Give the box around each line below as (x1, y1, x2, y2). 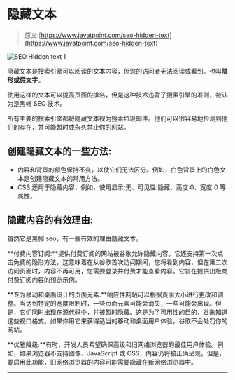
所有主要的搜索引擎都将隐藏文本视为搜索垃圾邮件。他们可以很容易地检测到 (7, 114, 222, 123)
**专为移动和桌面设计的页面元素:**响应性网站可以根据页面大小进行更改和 (7, 290, 218, 299)
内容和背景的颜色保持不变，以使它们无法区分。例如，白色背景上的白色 (17, 165, 220, 174)
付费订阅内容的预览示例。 (7, 275, 81, 284)
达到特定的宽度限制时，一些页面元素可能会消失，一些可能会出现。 (25, 299, 215, 307)
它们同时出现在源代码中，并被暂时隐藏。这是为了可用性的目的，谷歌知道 (19, 308, 228, 316)
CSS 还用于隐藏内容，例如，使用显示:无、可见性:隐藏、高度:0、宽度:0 (17, 183, 218, 191)
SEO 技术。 (33, 99, 66, 107)
